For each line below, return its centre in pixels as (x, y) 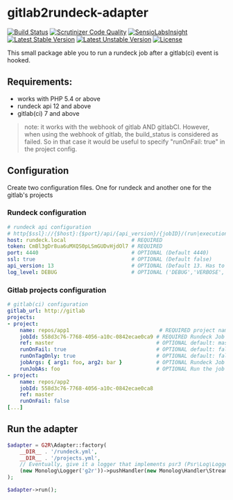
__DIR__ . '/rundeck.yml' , (59, 451)
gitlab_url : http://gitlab (46, 311)
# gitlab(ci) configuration (48, 304)
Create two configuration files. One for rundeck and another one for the (109, 187)
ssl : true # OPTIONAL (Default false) (110, 259)
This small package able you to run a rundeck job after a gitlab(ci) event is (113, 53)
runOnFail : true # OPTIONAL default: (118, 350)
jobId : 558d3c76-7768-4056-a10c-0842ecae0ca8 (87, 388)
